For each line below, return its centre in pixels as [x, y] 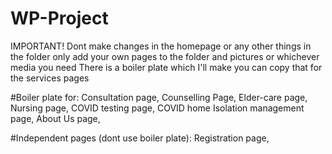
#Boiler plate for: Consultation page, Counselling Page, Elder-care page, [159, 97]
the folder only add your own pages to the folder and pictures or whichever [165, 56]
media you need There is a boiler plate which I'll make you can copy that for [166, 67]
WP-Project [59, 18]
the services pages [50, 78]
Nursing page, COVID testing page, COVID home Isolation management [157, 108]
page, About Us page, [55, 118]
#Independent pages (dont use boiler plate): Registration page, [140, 138]
